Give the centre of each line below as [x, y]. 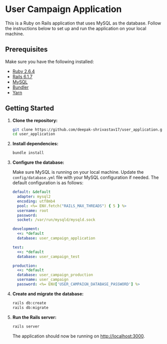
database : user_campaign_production [55, 275]
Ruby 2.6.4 [23, 71]
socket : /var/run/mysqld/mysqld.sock [56, 220]
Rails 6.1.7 [22, 77]
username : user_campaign [43, 280]
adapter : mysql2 [34, 197]
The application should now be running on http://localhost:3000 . [79, 336]
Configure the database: [38, 162]
